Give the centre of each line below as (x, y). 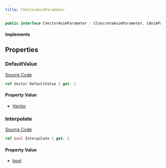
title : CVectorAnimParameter (35, 10)
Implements (18, 35)
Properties (22, 50)
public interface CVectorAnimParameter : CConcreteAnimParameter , (75, 23)
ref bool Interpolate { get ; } (37, 139)
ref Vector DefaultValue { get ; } (41, 84)
